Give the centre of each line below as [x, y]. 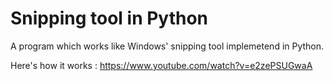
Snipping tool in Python [109, 18]
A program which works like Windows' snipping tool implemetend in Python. [167, 46]
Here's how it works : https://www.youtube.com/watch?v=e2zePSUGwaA [161, 65]
